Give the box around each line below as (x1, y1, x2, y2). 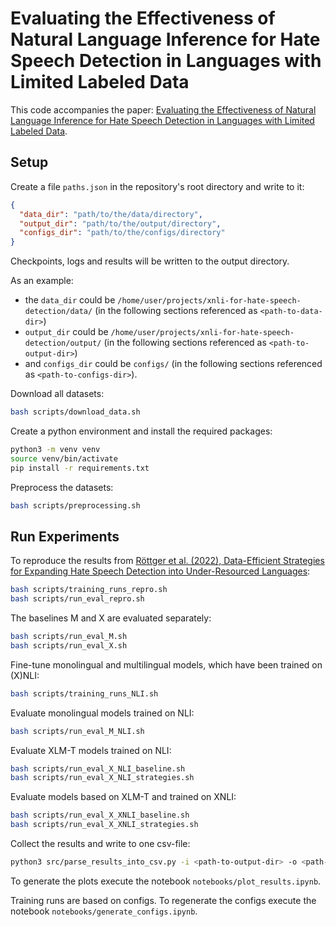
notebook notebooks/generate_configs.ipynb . (10, 905, 198, 917)
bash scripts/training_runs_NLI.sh (10, 688, 159, 699)
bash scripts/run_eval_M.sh (10, 632, 128, 642)
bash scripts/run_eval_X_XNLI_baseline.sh (10, 810, 190, 821)
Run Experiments (10, 528, 120, 545)
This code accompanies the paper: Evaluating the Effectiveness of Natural (10, 103, 317, 116)
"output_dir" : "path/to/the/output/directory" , (19, 218, 222, 229)
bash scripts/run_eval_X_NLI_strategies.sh (10, 773, 195, 783)
